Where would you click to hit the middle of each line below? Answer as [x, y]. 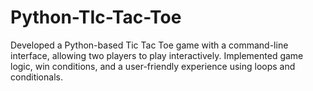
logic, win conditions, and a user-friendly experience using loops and [153, 66]
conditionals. [36, 77]
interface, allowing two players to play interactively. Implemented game [157, 55]
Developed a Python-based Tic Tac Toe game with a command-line [149, 45]
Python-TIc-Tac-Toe [96, 17]
